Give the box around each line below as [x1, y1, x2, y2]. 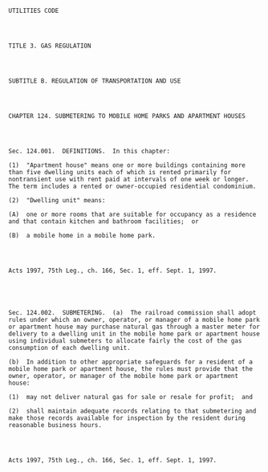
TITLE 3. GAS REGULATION [8, 42, 91, 50]
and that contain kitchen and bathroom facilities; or [8, 218, 199, 226]
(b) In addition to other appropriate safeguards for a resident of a [8, 358, 253, 366]
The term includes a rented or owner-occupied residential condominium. [8, 182, 257, 190]
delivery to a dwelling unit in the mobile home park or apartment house [8, 330, 261, 338]
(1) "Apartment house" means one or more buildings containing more [8, 161, 246, 169]
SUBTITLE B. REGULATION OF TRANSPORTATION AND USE [8, 77, 181, 85]
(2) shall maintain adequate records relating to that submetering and [8, 407, 257, 415]
